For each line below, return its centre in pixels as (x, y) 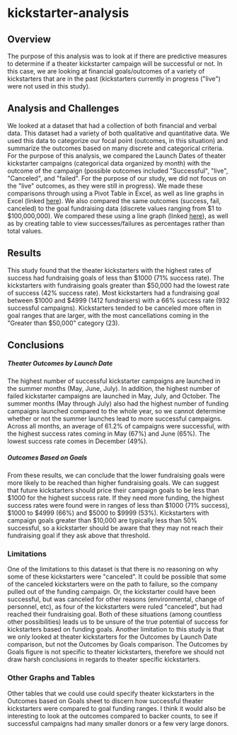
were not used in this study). (49, 86)
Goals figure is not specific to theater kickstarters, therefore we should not (116, 652)
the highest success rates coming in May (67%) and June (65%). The (109, 433)
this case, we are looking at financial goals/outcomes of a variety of (106, 71)
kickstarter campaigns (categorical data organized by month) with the (109, 163)
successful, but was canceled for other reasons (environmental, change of (116, 599)
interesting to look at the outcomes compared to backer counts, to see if (112, 716)
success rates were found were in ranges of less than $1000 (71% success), (118, 505)
